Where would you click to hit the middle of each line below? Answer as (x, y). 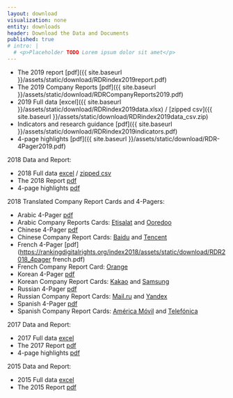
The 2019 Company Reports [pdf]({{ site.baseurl (87, 87)
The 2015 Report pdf (47, 387)
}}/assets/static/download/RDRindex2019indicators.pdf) (97, 131)
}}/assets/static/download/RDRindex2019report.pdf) (92, 79)
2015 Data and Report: (39, 366)
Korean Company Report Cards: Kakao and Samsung (93, 281)
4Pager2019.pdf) (41, 146)
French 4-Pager (40, 244)
